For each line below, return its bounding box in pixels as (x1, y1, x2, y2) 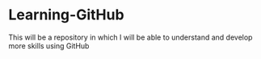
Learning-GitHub (8, 6, 124, 24)
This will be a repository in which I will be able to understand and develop (8, 32, 253, 42)
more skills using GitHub (8, 40, 90, 50)
